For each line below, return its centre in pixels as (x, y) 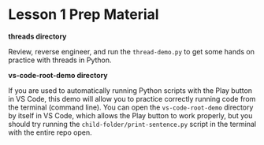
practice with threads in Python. (60, 60)
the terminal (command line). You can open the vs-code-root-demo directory (131, 107)
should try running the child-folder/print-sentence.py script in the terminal (132, 124)
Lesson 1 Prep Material (84, 15)
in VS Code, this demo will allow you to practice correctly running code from (132, 99)
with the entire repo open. (50, 132)
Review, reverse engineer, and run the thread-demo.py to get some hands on (131, 51)
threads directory (37, 36)
